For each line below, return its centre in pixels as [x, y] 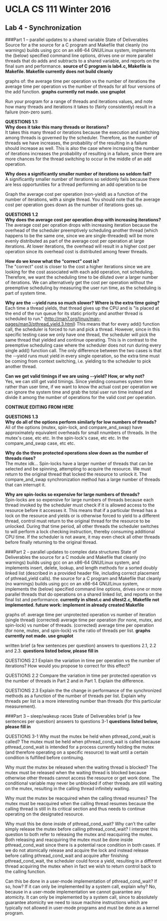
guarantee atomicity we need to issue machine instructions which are [77, 902]
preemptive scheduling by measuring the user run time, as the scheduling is [83, 288]
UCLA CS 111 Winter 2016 [58, 9]
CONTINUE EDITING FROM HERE [39, 407]
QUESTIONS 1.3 [22, 417]
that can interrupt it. [25, 485]
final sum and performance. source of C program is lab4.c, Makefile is [78, 66]
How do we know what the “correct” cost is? [52, 261]
